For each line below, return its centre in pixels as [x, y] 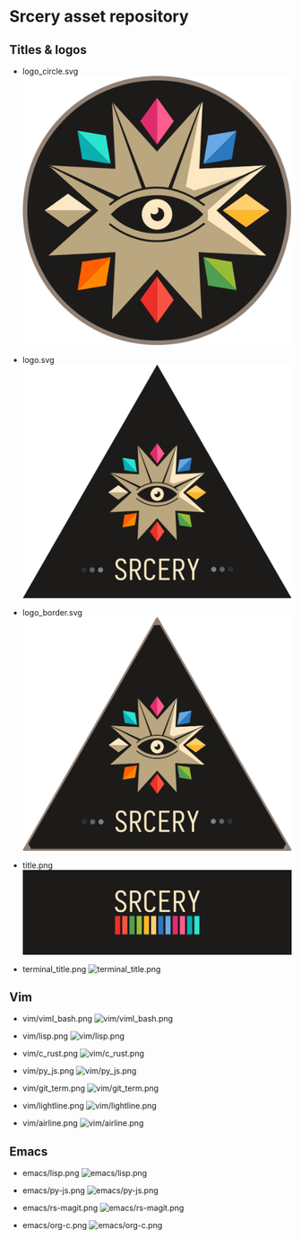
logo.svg [39, 360]
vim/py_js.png [48, 1071]
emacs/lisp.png [51, 1173]
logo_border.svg [52, 612]
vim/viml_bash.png [57, 1019]
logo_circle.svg [50, 71]
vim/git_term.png [54, 1088]
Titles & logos [48, 50]
